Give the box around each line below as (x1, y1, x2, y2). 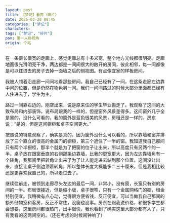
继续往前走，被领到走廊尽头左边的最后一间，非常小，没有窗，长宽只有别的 (5, 180, 160, 187)
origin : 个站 (5, 41, 31, 46)
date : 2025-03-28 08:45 (5, 17, 56, 22)
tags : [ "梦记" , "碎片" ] (5, 31, 52, 36)
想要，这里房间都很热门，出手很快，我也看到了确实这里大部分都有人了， (9, 206, 160, 212)
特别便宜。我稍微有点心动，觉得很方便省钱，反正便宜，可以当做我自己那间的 (5, 193, 165, 199)
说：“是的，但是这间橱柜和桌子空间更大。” (5, 121, 92, 127)
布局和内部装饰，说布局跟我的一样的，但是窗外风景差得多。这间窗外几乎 (9, 108, 160, 114)
